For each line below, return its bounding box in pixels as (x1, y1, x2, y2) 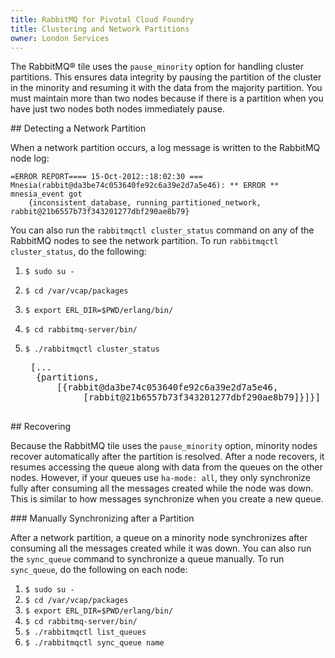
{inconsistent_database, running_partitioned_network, (28, 198, 262, 208)
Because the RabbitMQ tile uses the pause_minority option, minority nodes (10, 440, 318, 452)
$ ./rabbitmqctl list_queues (24, 627, 147, 638)
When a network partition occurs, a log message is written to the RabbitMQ (10, 142, 321, 154)
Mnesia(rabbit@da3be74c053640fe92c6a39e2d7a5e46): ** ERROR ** (10, 181, 280, 191)
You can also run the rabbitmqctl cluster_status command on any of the (10, 224, 315, 236)
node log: (10, 152, 50, 165)
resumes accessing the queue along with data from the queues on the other (10, 461, 323, 473)
